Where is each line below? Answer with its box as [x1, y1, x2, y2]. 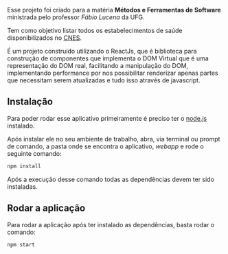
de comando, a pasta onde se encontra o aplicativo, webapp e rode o [7, 142, 204, 150]
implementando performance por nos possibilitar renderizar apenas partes [7, 69, 218, 77]
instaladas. [7, 182, 38, 191]
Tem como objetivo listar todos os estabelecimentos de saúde [7, 27, 183, 34]
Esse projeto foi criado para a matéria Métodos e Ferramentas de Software [7, 6, 221, 14]
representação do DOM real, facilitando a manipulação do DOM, [7, 62, 189, 69]
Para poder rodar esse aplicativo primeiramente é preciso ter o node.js [7, 114, 207, 122]
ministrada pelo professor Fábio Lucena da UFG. [7, 13, 146, 21]
